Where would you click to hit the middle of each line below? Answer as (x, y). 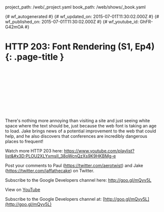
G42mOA (14, 27)
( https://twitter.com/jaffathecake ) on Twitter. (50, 170)
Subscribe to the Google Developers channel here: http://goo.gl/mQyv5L (78, 180)
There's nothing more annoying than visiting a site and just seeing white (78, 120)
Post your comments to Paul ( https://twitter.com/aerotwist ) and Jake (74, 165)
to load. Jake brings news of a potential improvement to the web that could (81, 131)
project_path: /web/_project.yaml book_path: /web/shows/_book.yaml (75, 7)
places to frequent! (24, 141)
